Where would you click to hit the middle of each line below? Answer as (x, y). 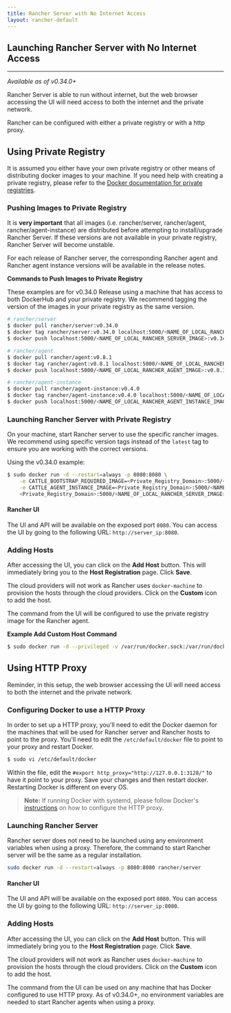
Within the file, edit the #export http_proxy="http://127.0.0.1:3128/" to (110, 773)
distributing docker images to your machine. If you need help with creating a (115, 175)
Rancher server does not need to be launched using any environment (105, 840)
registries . (21, 190)
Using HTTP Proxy (47, 668)
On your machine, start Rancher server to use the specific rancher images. (113, 435)
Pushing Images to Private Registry (67, 208)
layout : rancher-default (43, 20)
